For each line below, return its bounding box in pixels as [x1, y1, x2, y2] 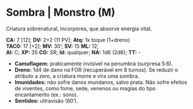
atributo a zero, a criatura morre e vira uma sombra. [14, 72, 139, 79]
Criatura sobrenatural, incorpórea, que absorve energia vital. [6, 25, 152, 32]
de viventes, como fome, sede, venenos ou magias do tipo [14, 85, 156, 92]
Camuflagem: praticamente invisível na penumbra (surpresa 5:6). [14, 60, 173, 67]
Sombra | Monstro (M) [6, 6, 115, 19]
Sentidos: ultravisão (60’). [14, 97, 78, 104]
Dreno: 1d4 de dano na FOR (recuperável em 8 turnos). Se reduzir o [14, 66, 178, 73]
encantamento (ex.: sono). [14, 91, 78, 98]
